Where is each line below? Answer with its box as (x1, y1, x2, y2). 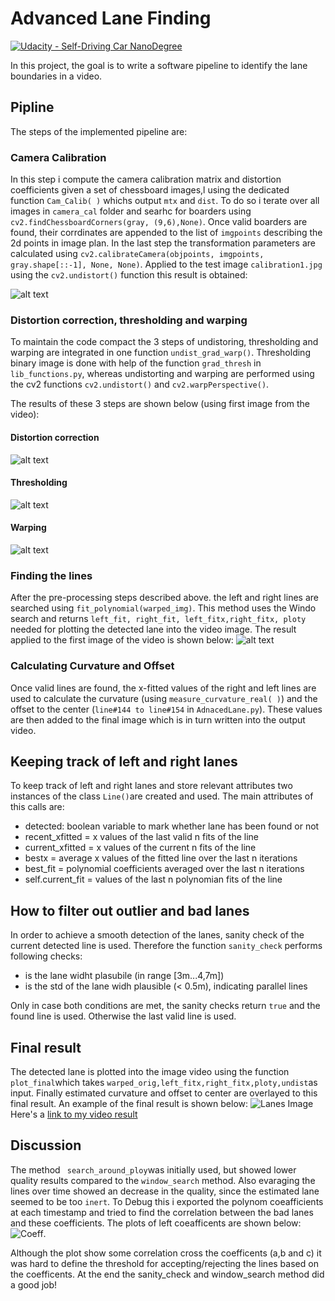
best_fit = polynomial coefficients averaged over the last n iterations (24, 863, 305, 875)
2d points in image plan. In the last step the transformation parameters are (10, 237, 316, 249)
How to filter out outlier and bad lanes (10, 902, 250, 919)
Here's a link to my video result (10, 1108, 138, 1120)
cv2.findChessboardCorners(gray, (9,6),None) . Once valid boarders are (10, 216, 308, 228)
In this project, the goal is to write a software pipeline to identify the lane (10, 59, 308, 71)
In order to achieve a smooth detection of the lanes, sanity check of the (10, 929, 305, 941)
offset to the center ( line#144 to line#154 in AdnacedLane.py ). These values (10, 703, 323, 715)
